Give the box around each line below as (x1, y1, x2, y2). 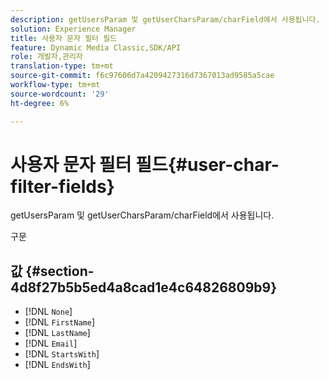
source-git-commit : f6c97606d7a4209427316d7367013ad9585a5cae (10, 71, 275, 81)
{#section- (25, 262, 95, 280)
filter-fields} (10, 175, 115, 198)
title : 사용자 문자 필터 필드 (10, 33, 118, 43)
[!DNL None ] (24, 306, 73, 318)
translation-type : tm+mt (10, 61, 114, 71)
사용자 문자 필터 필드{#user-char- (10, 153, 280, 176)
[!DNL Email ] (24, 337, 78, 350)
